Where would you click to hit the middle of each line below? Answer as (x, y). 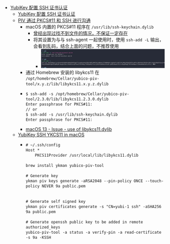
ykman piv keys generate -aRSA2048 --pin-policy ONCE (84, 181)
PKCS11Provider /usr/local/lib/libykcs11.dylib (87, 155)
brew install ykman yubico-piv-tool (65, 165)
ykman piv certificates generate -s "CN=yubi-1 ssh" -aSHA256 (93, 207)
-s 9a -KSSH (38, 237)
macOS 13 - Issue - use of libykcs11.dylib (69, 129)
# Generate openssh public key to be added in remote (84, 222)
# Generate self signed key (55, 201)
